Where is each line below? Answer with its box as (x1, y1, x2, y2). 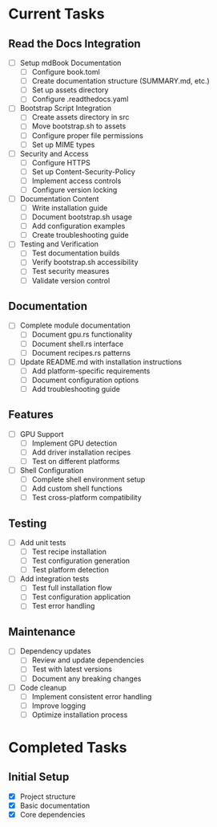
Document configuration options (31, 375, 139, 385)
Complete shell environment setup (31, 475, 146, 484)
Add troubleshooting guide (31, 384, 120, 393)
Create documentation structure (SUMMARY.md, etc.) (31, 76, 210, 86)
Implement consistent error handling (31, 691, 152, 701)
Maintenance (8, 625, 76, 638)
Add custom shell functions (31, 483, 123, 494)
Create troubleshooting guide (31, 230, 130, 240)
